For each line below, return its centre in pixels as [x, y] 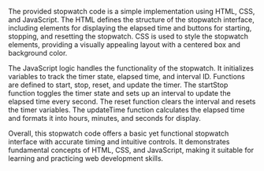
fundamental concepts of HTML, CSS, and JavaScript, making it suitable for [131, 150]
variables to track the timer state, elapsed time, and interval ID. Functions [127, 76]
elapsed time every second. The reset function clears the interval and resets [132, 102]
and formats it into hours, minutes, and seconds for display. [104, 118]
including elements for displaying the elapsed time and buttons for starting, [130, 28]
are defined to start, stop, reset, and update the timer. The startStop [118, 85]
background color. [38, 53]
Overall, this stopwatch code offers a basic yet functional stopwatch [119, 133]
